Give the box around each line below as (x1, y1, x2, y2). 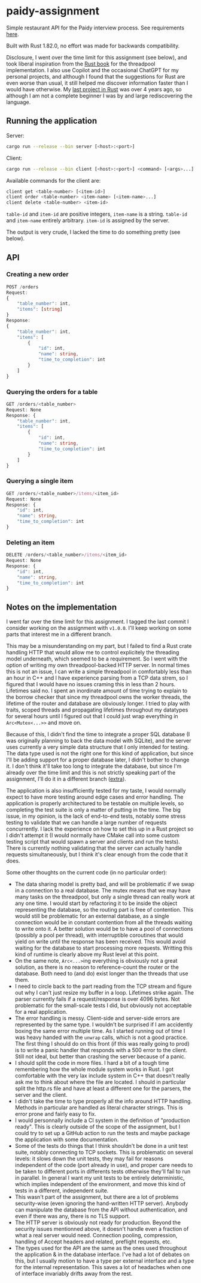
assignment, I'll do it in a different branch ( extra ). (6, 775, 127, 782)
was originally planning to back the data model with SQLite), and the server (6, 737, 191, 745)
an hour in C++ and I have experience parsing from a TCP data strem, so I (6, 674, 188, 681)
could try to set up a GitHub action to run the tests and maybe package (14, 1130, 190, 1137)
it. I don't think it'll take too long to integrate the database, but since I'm (6, 763, 182, 770)
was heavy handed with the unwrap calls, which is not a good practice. (14, 1034, 188, 1041)
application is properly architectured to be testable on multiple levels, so (6, 800, 184, 807)
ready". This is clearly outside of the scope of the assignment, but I (14, 1123, 181, 1130)
